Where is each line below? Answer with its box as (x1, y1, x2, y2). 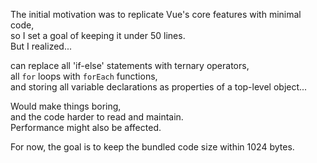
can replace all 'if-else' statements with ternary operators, (10, 60, 250, 71)
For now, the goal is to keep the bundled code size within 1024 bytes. (10, 141, 295, 153)
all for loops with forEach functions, (10, 70, 158, 82)
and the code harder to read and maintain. (10, 111, 184, 123)
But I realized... (10, 40, 72, 52)
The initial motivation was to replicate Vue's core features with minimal (10, 9, 302, 20)
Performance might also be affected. (10, 122, 162, 133)
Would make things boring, (10, 100, 122, 112)
